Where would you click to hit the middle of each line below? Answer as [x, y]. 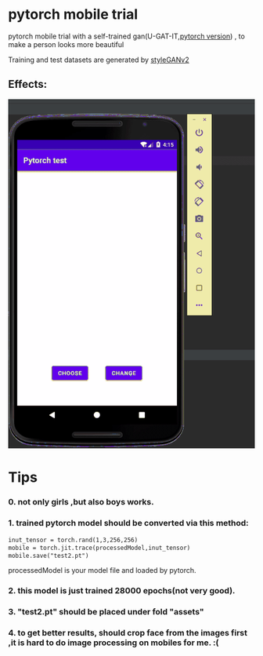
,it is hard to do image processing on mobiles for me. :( [113, 643]
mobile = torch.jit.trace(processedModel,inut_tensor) [99, 548]
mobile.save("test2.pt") [49, 556]
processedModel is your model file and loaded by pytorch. [103, 570]
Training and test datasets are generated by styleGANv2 [99, 60]
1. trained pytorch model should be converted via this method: [128, 523]
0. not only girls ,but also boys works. [81, 501]
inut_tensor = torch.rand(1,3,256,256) [73, 540]
